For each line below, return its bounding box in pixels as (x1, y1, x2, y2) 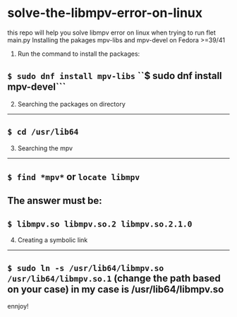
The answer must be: (7, 195, 102, 207)
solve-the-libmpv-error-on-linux (7, 5, 203, 21)
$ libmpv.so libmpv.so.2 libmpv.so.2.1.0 (7, 219, 193, 229)
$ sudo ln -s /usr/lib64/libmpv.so (7, 263, 164, 273)
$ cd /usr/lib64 (7, 127, 79, 137)
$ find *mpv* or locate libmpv (7, 171, 140, 183)
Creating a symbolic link (17, 236, 88, 244)
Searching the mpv (17, 143, 73, 152)
